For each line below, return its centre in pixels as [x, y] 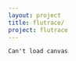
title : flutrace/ [36, 23]
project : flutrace [38, 30]
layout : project [34, 15]
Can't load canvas [38, 52]
